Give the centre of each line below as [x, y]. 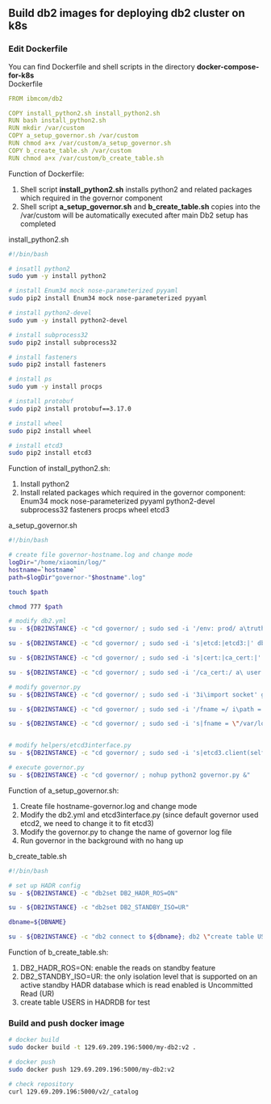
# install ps [30, 379]
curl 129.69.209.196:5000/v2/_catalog [73, 1091]
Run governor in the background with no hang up [102, 841]
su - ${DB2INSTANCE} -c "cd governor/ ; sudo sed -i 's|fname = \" [124, 724]
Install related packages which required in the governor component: [133, 493]
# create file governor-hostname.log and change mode [101, 555]
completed [38, 223]
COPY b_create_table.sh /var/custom [70, 150]
